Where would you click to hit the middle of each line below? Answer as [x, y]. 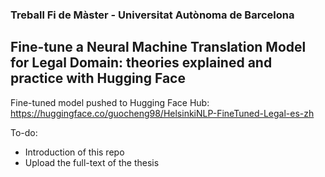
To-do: [24, 132]
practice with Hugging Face [98, 78]
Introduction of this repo [74, 152]
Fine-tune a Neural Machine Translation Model [158, 47]
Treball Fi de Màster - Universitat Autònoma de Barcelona [152, 15]
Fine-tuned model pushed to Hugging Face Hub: [110, 102]
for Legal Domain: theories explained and [141, 63]
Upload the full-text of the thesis [92, 162]
